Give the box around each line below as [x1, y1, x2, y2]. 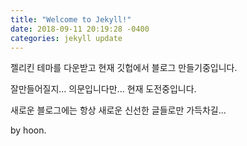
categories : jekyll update [10, 33, 123, 43]
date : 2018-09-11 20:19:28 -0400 [10, 24, 150, 34]
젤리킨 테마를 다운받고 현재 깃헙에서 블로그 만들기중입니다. [10, 62, 238, 74]
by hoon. [10, 124, 47, 136]
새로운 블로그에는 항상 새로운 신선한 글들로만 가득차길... [10, 104, 227, 116]
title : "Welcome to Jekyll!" [10, 14, 132, 25]
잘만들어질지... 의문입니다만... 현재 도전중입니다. [10, 83, 197, 95]
